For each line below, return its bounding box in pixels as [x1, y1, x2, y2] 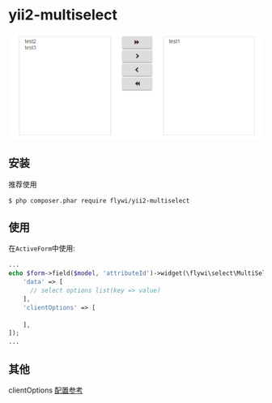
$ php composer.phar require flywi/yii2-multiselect [8, 196, 190, 204]
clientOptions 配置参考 [8, 385, 83, 395]
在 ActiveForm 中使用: [8, 243, 75, 253]
